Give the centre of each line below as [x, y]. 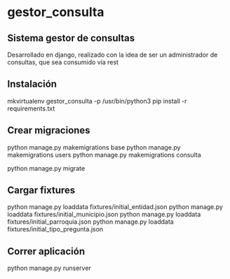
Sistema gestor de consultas [71, 38]
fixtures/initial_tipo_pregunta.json [55, 229]
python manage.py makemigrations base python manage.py [94, 147]
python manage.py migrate [46, 168]
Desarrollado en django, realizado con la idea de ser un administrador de [113, 55]
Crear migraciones [49, 130]
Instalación [32, 84]
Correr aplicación [46, 251]
